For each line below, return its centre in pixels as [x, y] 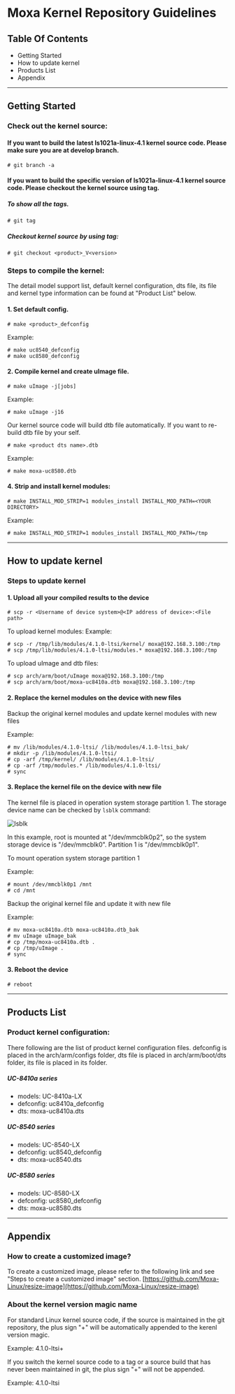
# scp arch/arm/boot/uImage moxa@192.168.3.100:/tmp [86, 676]
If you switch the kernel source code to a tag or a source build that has [109, 1362]
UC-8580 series [31, 1175]
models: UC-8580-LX [49, 1193]
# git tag [22, 221]
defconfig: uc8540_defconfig [59, 1152]
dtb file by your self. [52, 432]
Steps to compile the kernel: [56, 271]
